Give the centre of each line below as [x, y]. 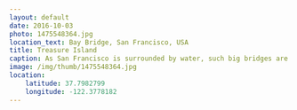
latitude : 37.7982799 [65, 83]
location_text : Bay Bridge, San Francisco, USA [99, 42]
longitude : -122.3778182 [71, 91]
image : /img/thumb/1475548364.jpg [73, 67]
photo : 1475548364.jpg [51, 34]
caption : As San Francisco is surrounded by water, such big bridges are [149, 59]
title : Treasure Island [53, 51]
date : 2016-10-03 [41, 26]
